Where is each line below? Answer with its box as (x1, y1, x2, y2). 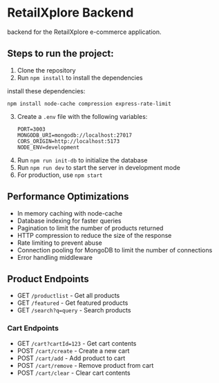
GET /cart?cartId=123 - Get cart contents (17, 339, 137, 347)
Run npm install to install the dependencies (17, 73, 143, 82)
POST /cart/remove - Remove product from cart (17, 361, 154, 369)
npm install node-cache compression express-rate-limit (7, 100, 171, 107)
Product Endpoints (7, 273, 90, 285)
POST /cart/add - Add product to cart (17, 354, 126, 362)
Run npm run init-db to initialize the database (17, 156, 148, 164)
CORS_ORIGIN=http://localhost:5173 (17, 138, 120, 144)
